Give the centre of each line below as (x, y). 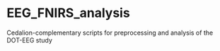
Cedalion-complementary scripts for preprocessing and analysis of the (110, 33)
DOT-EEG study (29, 40)
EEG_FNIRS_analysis (68, 13)
